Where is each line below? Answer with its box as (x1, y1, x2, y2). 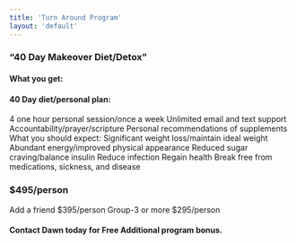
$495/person (9, 184, 69, 196)
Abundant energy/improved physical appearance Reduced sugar (9, 143, 248, 153)
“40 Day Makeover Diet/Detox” (9, 51, 148, 64)
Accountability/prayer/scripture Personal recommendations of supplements (9, 123, 288, 135)
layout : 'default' (9, 22, 78, 30)
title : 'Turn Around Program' (9, 13, 123, 22)
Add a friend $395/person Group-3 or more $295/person (9, 204, 221, 215)
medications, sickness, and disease (9, 161, 141, 172)
